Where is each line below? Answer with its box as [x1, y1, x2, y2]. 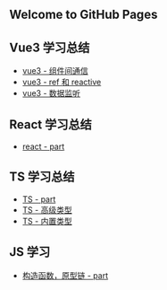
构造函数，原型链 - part [21, 269, 109, 281]
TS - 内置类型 [21, 215, 73, 226]
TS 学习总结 [9, 170, 75, 185]
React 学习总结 [9, 117, 92, 132]
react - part [21, 141, 65, 152]
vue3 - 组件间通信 [21, 66, 89, 76]
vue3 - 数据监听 [21, 88, 81, 99]
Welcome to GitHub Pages [9, 7, 158, 22]
